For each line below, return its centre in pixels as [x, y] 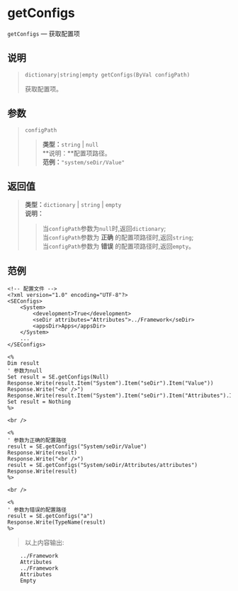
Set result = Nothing [39, 402]
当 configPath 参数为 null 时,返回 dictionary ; [104, 229]
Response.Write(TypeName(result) [57, 522]
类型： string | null [70, 144]
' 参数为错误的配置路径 [37, 510]
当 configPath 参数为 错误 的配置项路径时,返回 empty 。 [118, 247]
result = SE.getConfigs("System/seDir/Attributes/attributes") [103, 466]
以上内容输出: [44, 543]
